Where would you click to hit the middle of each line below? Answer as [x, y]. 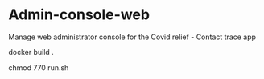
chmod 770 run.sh [39, 67]
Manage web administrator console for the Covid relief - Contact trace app [132, 37]
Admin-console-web [79, 15]
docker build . [31, 52]
